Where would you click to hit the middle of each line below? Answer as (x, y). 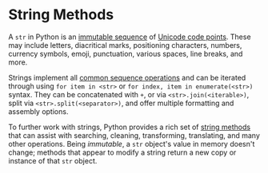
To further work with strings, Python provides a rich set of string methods (129, 127)
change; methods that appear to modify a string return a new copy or (122, 152)
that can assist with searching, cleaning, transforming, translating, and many (134, 135)
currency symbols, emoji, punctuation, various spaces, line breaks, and (126, 53)
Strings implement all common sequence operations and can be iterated (127, 77)
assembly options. (38, 111)
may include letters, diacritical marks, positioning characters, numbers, (125, 45)
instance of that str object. (53, 160)
